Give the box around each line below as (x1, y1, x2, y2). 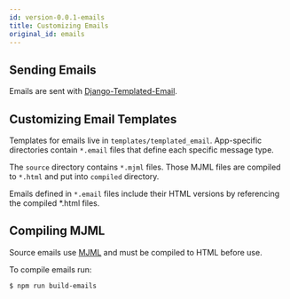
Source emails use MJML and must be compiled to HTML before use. (9, 247, 263, 257)
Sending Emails (9, 62, 97, 77)
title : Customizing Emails (9, 21, 109, 30)
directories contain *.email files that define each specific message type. (9, 145, 275, 155)
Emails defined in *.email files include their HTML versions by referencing (9, 188, 280, 199)
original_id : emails (9, 29, 86, 38)
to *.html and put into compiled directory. (9, 171, 160, 182)
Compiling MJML (9, 224, 106, 239)
